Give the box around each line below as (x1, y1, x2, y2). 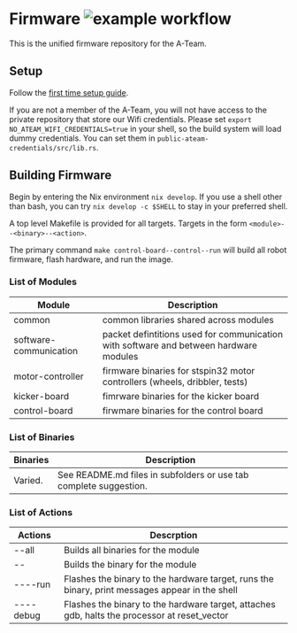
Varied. (13, 475, 43, 487)
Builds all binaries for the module (63, 544, 201, 557)
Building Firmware (9, 168, 112, 183)
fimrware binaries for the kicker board (102, 390, 259, 402)
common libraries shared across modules (102, 313, 274, 326)
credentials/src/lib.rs (9, 143, 97, 152)
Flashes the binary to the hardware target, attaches (63, 598, 276, 611)
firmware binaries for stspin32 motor (102, 364, 255, 376)
